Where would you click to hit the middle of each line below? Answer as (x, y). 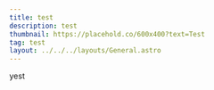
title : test (31, 17)
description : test (43, 26)
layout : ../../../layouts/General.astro (86, 51)
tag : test (28, 42)
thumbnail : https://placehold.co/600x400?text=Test (107, 34)
